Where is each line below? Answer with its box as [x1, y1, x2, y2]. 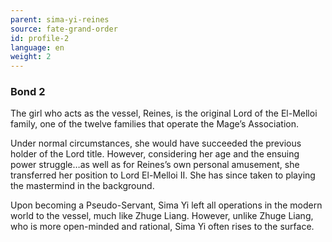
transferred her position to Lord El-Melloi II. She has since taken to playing [10, 169, 316, 181]
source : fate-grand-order [10, 24, 118, 34]
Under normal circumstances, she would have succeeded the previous [10, 137, 302, 150]
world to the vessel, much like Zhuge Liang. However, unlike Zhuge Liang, [10, 210, 314, 222]
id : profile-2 [10, 33, 70, 43]
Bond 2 [10, 85, 46, 99]
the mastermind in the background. [10, 180, 155, 192]
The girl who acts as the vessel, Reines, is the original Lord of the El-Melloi [10, 107, 318, 120]
